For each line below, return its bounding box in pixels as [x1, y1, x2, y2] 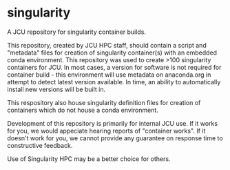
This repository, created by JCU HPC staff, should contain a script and [7, 41, 207, 49]
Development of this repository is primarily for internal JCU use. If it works [7, 119, 218, 127]
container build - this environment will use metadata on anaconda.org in [7, 70, 211, 79]
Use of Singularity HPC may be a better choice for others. [7, 154, 171, 163]
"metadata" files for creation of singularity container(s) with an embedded [7, 48, 218, 57]
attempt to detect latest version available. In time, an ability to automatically [7, 77, 221, 86]
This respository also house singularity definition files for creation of [7, 98, 201, 106]
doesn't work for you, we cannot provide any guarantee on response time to [7, 133, 223, 142]
